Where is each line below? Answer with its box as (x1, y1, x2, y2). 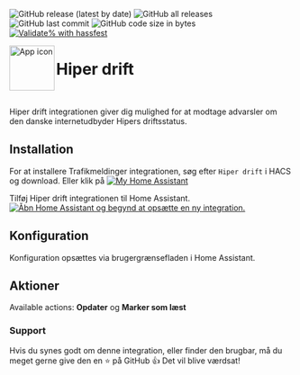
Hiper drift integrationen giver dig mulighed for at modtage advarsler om (9, 106, 277, 117)
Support (9, 325, 47, 337)
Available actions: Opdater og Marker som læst (9, 302, 186, 313)
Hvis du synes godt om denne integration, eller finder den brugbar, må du (9, 344, 283, 355)
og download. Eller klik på (9, 175, 105, 186)
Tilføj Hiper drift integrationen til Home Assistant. (9, 192, 191, 203)
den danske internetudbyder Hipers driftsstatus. (9, 115, 187, 126)
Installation (9, 142, 74, 157)
